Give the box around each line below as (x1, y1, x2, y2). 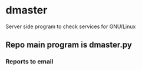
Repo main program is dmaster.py (5, 40, 132, 50)
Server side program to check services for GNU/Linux (5, 23, 136, 30)
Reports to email (5, 58, 54, 66)
